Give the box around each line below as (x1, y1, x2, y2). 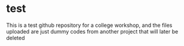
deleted (6, 34, 25, 41)
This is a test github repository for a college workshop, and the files (6, 22, 173, 29)
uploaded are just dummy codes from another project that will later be (6, 27, 179, 35)
